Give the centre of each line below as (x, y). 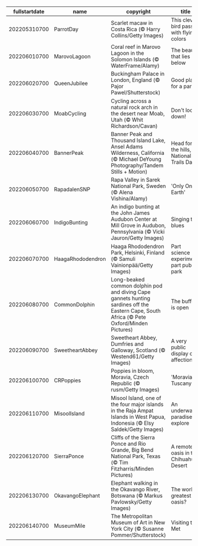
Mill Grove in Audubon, (138, 226)
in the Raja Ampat (132, 411)
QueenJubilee (71, 83)
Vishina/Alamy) (129, 198)
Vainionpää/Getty (132, 265)
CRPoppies (67, 380)
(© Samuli (123, 259)
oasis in (180, 453)
